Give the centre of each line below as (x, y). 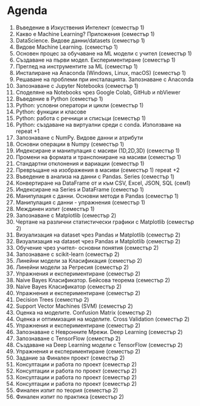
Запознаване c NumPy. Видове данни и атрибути (79, 137)
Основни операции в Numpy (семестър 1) (70, 144)
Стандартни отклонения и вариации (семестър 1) (80, 163)
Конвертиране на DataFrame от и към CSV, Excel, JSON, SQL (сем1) (103, 183)
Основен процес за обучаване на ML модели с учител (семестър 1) (104, 53)
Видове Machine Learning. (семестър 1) (67, 47)
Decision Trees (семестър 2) (52, 299)
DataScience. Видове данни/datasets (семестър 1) (80, 40)
